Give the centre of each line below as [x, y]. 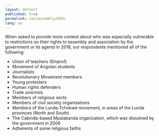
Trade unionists [28, 92]
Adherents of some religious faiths [46, 128]
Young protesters [29, 82]
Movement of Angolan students [43, 67]
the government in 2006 [36, 123]
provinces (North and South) [40, 113]
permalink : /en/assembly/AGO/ [36, 18]
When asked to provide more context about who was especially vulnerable [79, 37]
